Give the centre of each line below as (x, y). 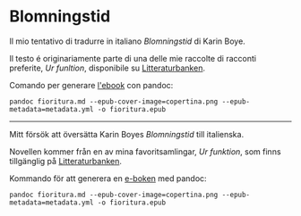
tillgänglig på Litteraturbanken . (66, 161)
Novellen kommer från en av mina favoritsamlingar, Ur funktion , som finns (145, 151)
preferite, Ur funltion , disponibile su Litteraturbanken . (107, 68)
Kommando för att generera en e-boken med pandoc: (108, 178)
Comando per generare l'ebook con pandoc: (91, 85)
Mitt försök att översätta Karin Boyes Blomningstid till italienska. (127, 134)
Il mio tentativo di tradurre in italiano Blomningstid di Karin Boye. (128, 41)
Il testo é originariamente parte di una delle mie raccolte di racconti (133, 58)
